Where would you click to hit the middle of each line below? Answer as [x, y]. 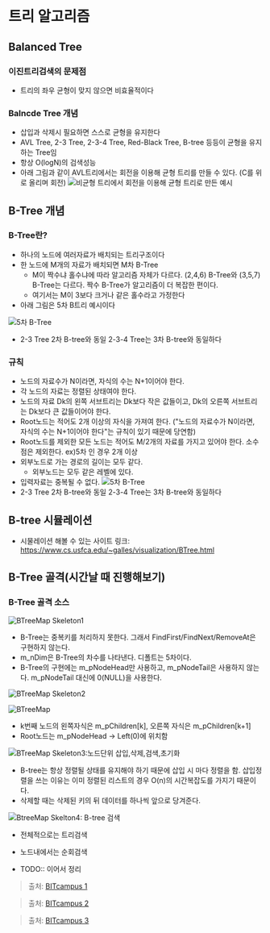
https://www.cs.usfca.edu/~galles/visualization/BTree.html [117, 550]
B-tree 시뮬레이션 [50, 520]
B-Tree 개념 [37, 210]
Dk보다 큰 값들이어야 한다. [70, 411]
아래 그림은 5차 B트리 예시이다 [67, 305]
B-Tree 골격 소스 [39, 602]
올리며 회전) [48, 183]
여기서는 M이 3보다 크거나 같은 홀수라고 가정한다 [108, 294]
